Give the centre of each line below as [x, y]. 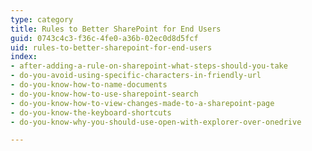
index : [24, 57]
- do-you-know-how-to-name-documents [89, 85]
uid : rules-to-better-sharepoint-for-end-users [111, 47]
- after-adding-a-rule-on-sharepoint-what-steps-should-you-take [149, 66]
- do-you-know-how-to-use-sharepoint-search [104, 94]
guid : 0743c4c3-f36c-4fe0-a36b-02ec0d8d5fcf [104, 38]
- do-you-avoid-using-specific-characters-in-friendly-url [136, 76]
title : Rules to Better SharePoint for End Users [116, 29]
